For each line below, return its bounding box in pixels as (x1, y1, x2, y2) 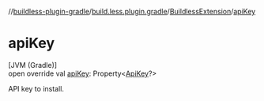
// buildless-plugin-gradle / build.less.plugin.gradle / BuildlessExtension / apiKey (8, 7, 256, 16)
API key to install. (8, 84, 65, 93)
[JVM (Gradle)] (8, 60, 58, 69)
